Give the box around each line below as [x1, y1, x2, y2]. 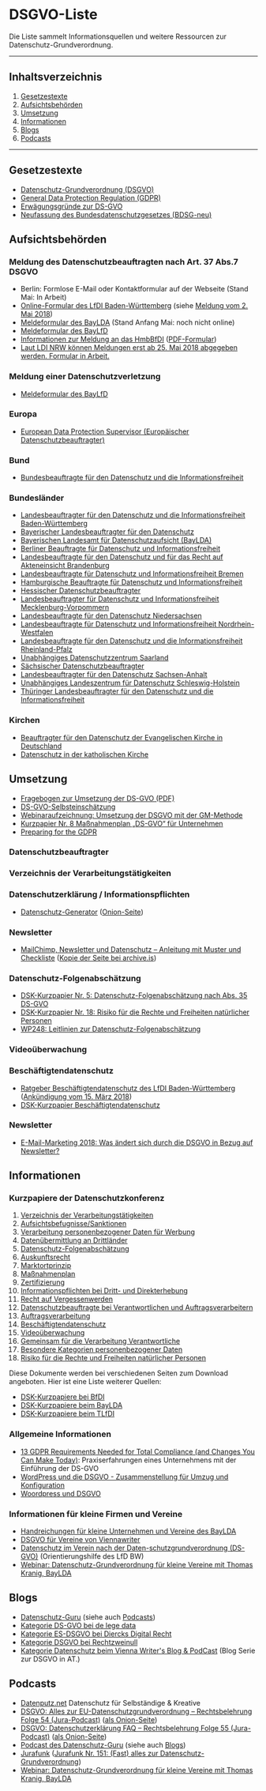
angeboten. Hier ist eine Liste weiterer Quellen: [9, 1377, 162, 1387]
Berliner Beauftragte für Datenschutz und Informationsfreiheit [20, 544, 220, 554]
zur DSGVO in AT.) [20, 1654, 81, 1664]
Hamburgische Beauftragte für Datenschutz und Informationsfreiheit [20, 578, 243, 587]
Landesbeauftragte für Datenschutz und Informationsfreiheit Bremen [20, 569, 244, 578]
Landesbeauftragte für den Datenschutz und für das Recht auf [20, 552, 223, 562]
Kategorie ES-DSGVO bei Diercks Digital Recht [20, 1629, 172, 1639]
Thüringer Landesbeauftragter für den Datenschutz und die [20, 687, 214, 696]
